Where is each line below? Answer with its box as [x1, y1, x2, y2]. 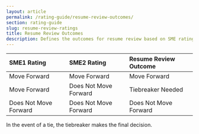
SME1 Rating [9, 58, 46, 67]
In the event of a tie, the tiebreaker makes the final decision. [6, 122, 152, 128]
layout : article [6, 8, 46, 15]
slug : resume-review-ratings [6, 25, 78, 31]
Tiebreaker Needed [129, 86, 184, 93]
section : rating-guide [6, 19, 62, 25]
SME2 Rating [69, 58, 107, 67]
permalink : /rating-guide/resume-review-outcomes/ [6, 14, 134, 20]
